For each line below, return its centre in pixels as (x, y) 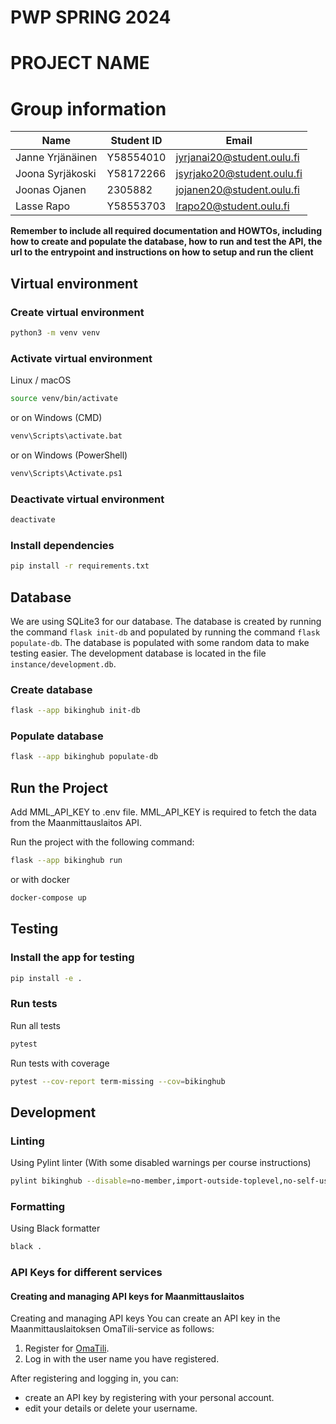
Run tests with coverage (60, 1063)
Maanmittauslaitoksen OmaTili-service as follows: (112, 1329)
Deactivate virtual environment (87, 499)
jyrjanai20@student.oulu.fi (237, 158)
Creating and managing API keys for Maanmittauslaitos (127, 1296)
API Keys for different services (86, 1273)
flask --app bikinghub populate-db (84, 757)
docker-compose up (48, 897)
